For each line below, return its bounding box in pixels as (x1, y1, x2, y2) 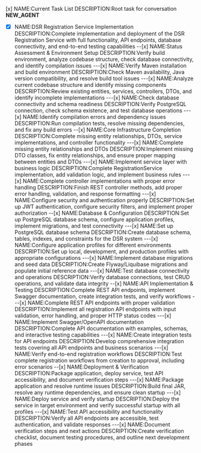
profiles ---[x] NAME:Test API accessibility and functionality (14, 408, 163, 416)
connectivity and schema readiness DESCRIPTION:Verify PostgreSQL (14, 101, 187, 108)
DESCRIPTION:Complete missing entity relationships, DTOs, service (14, 133, 183, 140)
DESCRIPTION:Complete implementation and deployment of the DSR (14, 30, 185, 37)
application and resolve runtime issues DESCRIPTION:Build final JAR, (14, 382, 186, 390)
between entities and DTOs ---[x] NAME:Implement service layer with (14, 158, 187, 165)
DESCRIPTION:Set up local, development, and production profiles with (14, 248, 189, 255)
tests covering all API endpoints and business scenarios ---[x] (14, 344, 169, 352)
